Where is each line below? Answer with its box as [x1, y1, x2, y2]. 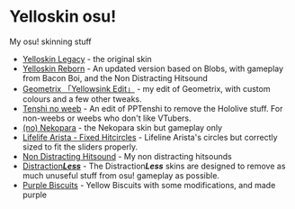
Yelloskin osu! [9, 6, 117, 27]
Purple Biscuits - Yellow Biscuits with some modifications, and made [22, 179, 276, 190]
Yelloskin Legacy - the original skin [22, 53, 152, 64]
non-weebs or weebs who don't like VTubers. [22, 113, 192, 123]
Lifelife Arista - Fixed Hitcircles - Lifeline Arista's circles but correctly [22, 132, 278, 142]
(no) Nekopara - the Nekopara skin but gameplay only [22, 122, 223, 132]
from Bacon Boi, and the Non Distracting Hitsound [22, 72, 209, 83]
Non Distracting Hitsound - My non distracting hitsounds [22, 150, 232, 161]
